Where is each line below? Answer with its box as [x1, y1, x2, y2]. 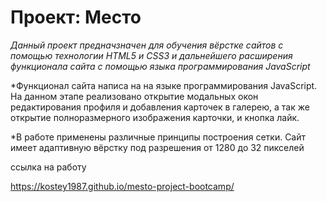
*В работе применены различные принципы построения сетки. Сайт [10, 131, 307, 143]
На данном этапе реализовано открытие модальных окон [10, 90, 259, 102]
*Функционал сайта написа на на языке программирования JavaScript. [10, 79, 318, 91]
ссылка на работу [10, 161, 87, 173]
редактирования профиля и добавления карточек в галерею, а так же [10, 101, 310, 113]
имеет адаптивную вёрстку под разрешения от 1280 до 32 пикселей [10, 141, 305, 153]
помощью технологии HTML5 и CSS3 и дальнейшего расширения [10, 49, 293, 61]
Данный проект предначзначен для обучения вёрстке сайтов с [10, 39, 284, 51]
